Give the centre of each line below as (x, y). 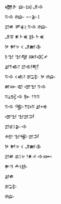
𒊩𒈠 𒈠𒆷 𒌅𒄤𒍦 (26, 57)
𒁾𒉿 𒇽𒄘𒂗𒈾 (24, 7)
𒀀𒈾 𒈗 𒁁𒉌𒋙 (22, 17)
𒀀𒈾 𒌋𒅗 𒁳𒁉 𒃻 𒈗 (30, 77)
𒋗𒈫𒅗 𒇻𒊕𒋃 (22, 67)
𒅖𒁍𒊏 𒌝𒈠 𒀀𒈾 (25, 87)
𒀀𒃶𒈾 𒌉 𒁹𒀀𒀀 (22, 97)
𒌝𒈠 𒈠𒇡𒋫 (19, 116)
